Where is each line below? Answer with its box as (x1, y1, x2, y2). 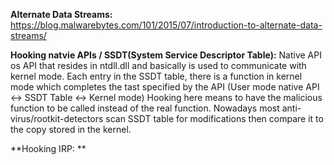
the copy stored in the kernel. (10, 124, 132, 135)
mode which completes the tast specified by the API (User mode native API (10, 81, 320, 93)
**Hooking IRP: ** (10, 143, 87, 154)
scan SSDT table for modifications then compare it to (105, 113, 324, 124)
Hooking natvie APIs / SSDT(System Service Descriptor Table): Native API (10, 49, 322, 61)
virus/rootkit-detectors (10, 113, 104, 124)
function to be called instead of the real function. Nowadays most (10, 102, 280, 114)
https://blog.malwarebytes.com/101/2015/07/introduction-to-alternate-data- (10, 19, 323, 31)
